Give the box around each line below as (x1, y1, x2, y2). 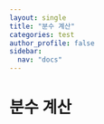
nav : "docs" (17, 55, 63, 64)
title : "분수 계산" (9, 22, 75, 31)
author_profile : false (9, 38, 95, 48)
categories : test (9, 30, 75, 39)
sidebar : (9, 47, 43, 56)
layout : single (9, 13, 67, 23)
